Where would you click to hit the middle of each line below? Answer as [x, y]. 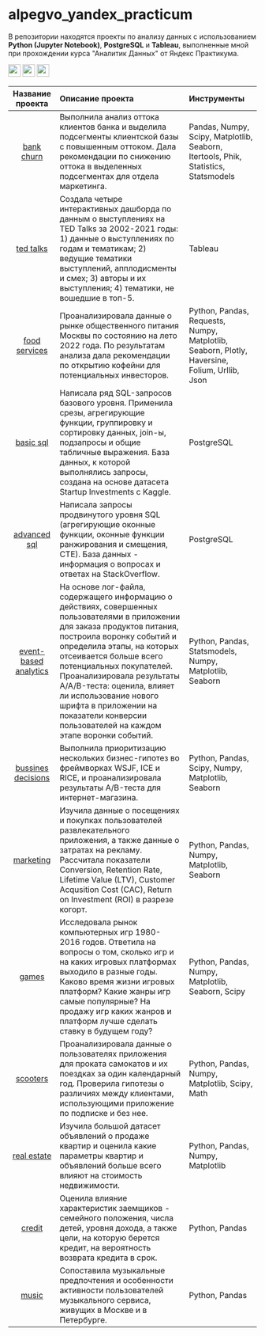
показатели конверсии [103, 715]
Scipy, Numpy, [216, 768]
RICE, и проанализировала [110, 777]
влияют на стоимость [101, 1175]
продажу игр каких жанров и [116, 1011]
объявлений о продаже [105, 1136]
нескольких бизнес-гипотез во [119, 757]
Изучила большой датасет [110, 1125]
